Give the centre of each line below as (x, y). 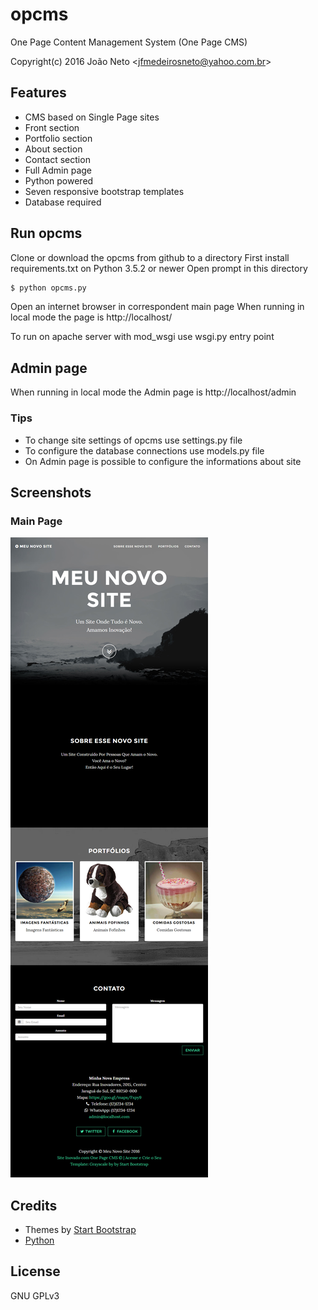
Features (38, 93)
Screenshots (51, 492)
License (35, 1271)
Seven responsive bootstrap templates (104, 191)
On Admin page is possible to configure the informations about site (163, 461)
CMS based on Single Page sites (92, 117)
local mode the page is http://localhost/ (91, 317)
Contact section (57, 159)
